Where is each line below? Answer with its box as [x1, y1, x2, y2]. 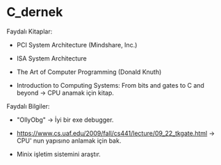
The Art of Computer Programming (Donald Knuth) [16, 68, 162, 76]
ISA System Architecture [16, 54, 88, 63]
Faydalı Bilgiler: [6, 102, 50, 110]
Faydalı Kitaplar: [6, 27, 53, 36]
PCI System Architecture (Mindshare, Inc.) [16, 40, 138, 49]
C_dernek [6, 4, 63, 20]
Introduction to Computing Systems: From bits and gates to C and [16, 81, 204, 89]
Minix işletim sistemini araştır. [16, 150, 101, 158]
